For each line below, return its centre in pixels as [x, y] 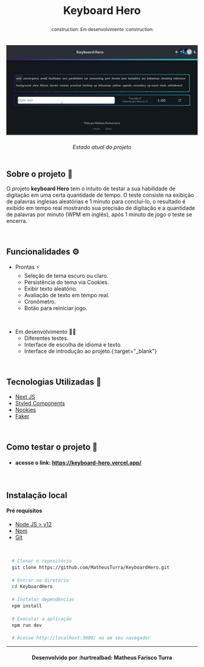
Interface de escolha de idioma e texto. [73, 344]
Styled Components [40, 403]
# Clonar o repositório [42, 561]
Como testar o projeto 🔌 [52, 447]
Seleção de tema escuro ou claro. [66, 275]
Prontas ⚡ [27, 267]
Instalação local [37, 495]
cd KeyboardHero [32, 587]
